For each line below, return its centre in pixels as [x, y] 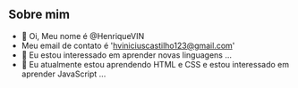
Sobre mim [39, 15]
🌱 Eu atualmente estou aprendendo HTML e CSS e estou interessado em [155, 64]
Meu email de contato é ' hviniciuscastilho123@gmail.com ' [128, 45]
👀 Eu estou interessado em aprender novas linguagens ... [126, 55]
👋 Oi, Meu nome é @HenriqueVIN [83, 36]
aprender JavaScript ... [64, 74]
